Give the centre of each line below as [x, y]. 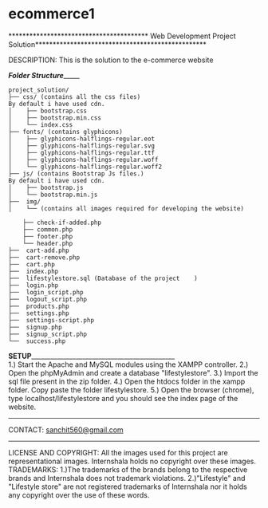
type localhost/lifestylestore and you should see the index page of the [123, 398]
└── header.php [48, 243]
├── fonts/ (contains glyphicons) [66, 132]
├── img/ [25, 201]
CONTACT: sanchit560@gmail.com [66, 429]
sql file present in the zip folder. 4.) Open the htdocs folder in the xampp [127, 381]
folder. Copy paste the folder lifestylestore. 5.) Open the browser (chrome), [131, 390]
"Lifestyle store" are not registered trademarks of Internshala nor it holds [128, 486]
